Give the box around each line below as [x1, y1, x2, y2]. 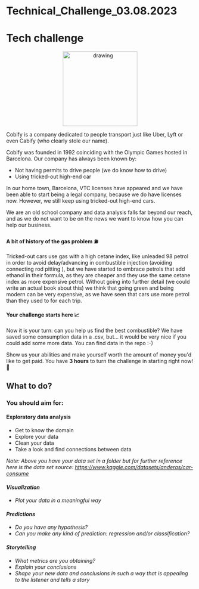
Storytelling [6, 544, 36, 551]
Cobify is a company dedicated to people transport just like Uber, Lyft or [6, 131, 184, 138]
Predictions [6, 510, 36, 517]
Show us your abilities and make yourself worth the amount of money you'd [6, 351, 192, 358]
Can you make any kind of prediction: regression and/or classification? [14, 530, 190, 537]
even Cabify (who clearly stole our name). [6, 137, 109, 144]
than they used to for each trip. [6, 297, 82, 305]
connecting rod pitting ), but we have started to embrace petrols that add [6, 265, 185, 272]
